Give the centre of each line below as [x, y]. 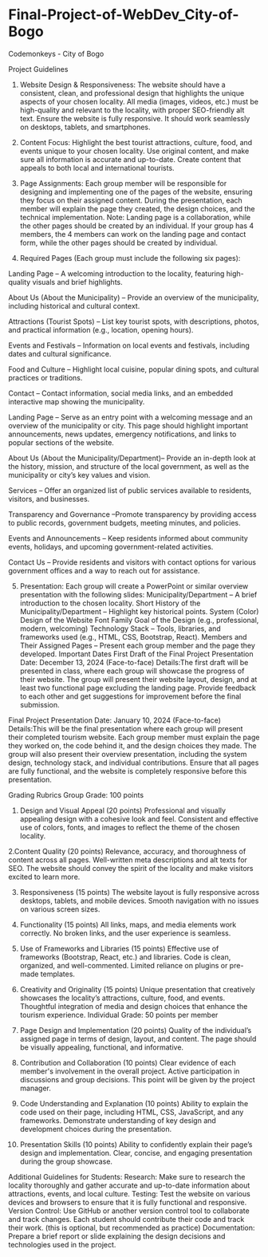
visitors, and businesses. [49, 498]
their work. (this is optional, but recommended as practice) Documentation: [132, 1227]
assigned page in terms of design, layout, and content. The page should [138, 1038]
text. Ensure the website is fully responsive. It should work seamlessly [135, 118]
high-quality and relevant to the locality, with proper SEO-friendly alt [132, 110]
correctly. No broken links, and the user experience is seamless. [125, 933]
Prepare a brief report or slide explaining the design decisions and [117, 1236]
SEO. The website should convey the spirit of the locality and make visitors [131, 868]
